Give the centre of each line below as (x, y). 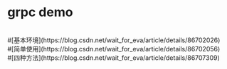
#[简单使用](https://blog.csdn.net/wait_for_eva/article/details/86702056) (114, 49)
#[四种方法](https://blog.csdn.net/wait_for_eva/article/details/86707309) (114, 58)
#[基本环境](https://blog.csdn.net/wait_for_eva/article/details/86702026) (114, 40)
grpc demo (40, 12)
